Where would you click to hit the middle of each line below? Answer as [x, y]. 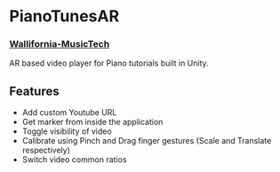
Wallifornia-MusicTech [60, 44]
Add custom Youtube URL [69, 113]
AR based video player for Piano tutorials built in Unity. [109, 63]
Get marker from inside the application [92, 122]
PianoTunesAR [64, 16]
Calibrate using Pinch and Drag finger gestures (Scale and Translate [147, 141]
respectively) [46, 150]
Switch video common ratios [74, 160]
